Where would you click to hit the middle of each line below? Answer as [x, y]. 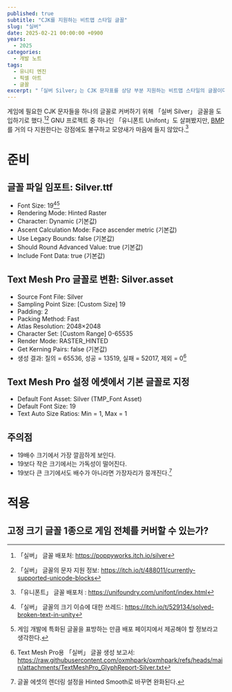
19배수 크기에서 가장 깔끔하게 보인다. [66, 455]
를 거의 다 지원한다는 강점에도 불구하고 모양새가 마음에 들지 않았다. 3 [98, 129]
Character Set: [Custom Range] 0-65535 [75, 334]
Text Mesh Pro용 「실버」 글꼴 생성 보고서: [76, 652]
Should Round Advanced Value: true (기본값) [80, 247]
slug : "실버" [25, 26]
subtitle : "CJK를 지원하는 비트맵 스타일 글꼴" [67, 20]
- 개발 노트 [28, 59]
